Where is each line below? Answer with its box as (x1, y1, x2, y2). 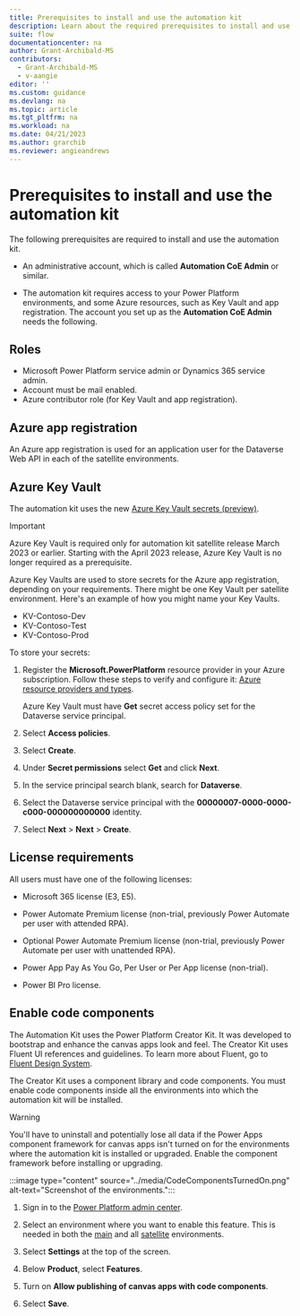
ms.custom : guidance (9, 88, 87, 97)
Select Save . (21, 1298, 70, 1309)
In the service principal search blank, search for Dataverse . (21, 780, 243, 790)
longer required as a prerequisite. (9, 557, 133, 567)
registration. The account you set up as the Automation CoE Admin (21, 306, 272, 317)
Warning (9, 1112, 40, 1122)
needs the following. (21, 315, 99, 327)
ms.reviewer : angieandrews (9, 146, 110, 155)
